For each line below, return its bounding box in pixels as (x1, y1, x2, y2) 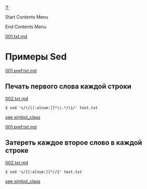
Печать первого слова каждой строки (5, 82, 132, 91)
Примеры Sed (5, 51, 67, 62)
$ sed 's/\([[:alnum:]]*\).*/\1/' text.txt (5, 105, 98, 110)
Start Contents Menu (5, 14, 49, 20)
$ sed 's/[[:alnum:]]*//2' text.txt (5, 169, 82, 174)
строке (5, 146, 29, 155)
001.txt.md (5, 34, 28, 39)
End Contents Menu (5, 24, 47, 30)
